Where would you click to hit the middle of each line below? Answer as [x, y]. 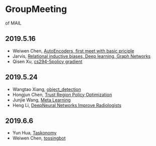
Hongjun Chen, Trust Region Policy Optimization [62, 94]
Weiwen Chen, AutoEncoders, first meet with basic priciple [73, 50]
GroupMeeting [36, 9]
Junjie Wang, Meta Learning [42, 100]
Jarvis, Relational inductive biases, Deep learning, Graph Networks [82, 56]
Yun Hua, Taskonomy [34, 133]
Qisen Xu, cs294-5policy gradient [47, 61]
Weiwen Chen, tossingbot [39, 138]
